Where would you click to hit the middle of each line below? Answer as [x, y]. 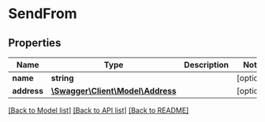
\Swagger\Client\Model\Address [114, 91]
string [62, 78]
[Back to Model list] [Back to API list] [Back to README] [99, 110]
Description [207, 65]
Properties [35, 43]
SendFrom [43, 14]
